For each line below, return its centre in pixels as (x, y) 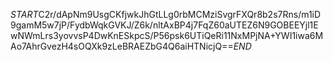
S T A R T (24, 14)
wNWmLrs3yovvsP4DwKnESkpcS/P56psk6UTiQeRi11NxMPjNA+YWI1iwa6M (167, 35)
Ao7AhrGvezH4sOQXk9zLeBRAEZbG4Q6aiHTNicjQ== (122, 46)
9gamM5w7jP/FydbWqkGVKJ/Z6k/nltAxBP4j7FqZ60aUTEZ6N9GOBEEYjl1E (164, 25)
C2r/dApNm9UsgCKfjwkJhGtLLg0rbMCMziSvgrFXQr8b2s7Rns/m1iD (180, 14)
